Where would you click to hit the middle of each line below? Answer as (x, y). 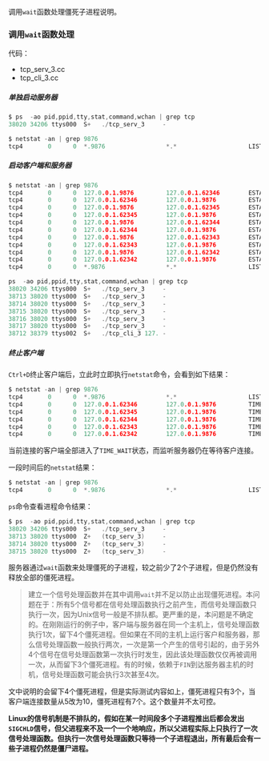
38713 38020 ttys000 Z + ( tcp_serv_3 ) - (87, 536)
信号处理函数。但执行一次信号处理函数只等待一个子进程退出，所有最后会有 (131, 739)
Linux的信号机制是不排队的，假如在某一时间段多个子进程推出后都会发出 (126, 719)
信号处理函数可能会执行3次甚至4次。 (103, 675)
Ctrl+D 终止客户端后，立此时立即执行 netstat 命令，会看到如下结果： (119, 374)
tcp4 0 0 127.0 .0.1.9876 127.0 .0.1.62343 (114, 237)
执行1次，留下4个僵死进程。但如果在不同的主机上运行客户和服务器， (141, 635)
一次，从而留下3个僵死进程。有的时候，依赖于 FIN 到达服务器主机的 (137, 665)
